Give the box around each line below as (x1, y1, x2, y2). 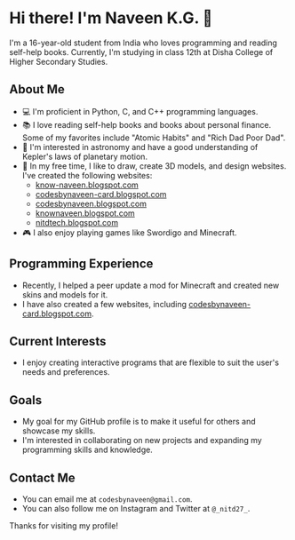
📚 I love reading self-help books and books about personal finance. (21, 119, 272, 130)
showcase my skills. (21, 425, 96, 436)
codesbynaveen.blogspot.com (35, 198, 147, 209)
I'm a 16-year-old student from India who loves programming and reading (9, 37, 278, 48)
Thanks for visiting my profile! (9, 520, 118, 531)
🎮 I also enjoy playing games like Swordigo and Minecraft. (21, 226, 237, 238)
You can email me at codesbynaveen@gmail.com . (21, 494, 193, 504)
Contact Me (9, 470, 76, 485)
